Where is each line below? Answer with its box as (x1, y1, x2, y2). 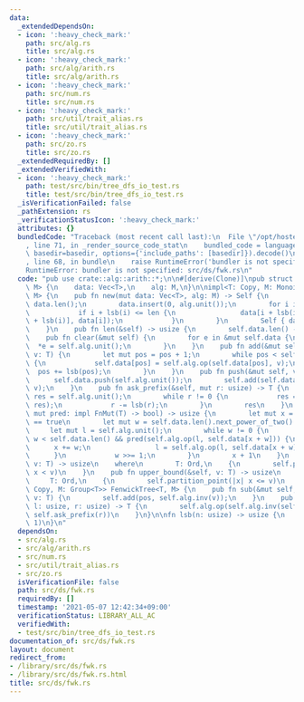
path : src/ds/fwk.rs (17, 586, 95, 595)
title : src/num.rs (25, 97, 95, 107)
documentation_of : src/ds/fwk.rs (9, 636, 136, 646)
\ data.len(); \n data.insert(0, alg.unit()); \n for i (25, 300, 290, 309)
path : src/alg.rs (25, 38, 91, 48)
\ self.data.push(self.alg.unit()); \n (25, 375, 193, 385)
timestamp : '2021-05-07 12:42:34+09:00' (17, 603, 172, 612)
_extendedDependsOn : (17, 22, 95, 31)
